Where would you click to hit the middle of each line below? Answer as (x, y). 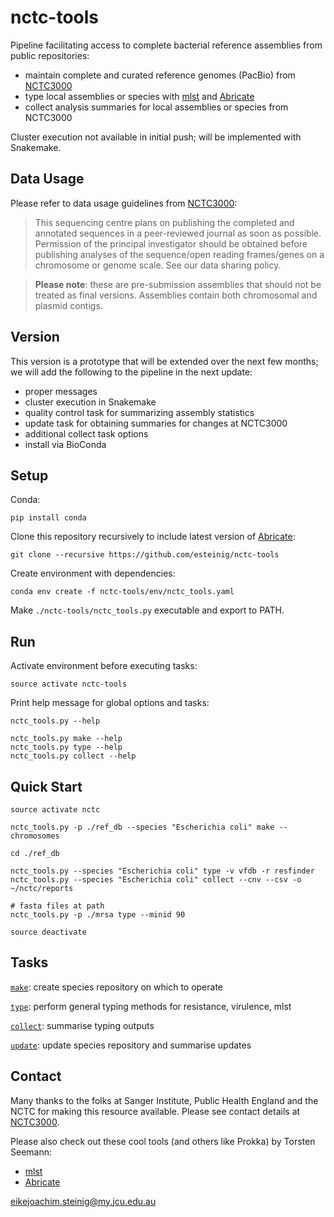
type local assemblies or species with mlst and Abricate (139, 96)
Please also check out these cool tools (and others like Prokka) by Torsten (163, 1141)
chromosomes (35, 836)
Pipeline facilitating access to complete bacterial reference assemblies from (166, 45)
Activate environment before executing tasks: (104, 666)
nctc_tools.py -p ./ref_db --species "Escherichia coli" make (142, 827)
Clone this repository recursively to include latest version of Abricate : (153, 537)
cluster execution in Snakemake (90, 402)
